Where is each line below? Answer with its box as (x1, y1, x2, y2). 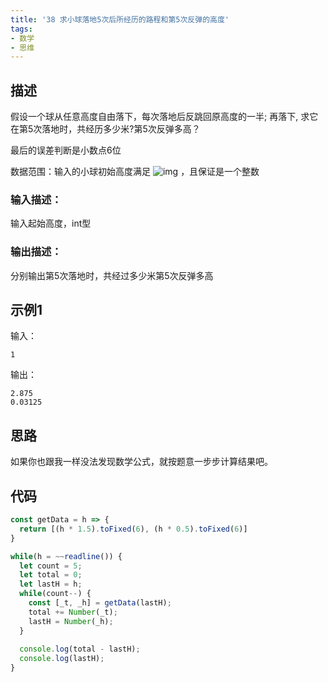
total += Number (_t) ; (28, 607, 118, 617)
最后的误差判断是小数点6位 (10, 144, 122, 156)
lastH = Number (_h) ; (28, 616, 114, 626)
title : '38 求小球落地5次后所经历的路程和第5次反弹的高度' (10, 14, 230, 25)
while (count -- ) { (19, 589, 92, 599)
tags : (10, 24, 33, 34)
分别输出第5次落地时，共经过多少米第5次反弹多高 (10, 269, 214, 281)
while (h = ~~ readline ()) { (10, 551, 123, 561)
